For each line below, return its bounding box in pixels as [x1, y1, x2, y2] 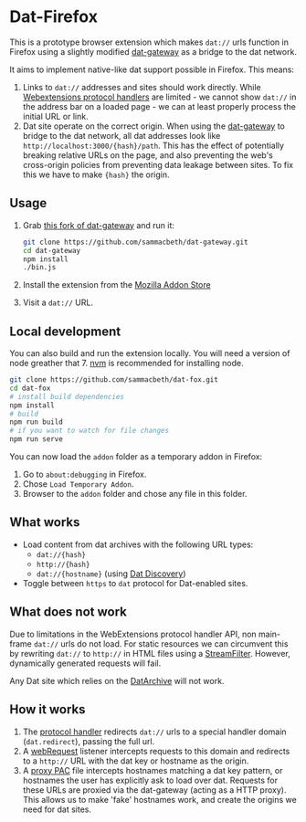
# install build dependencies [9, 392, 125, 401]
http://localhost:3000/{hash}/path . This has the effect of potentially [22, 140, 285, 151]
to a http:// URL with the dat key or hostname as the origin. [22, 755, 249, 766]
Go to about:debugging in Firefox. [22, 469, 147, 480]
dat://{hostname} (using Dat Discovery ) [36, 568, 186, 579]
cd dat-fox [9, 384, 51, 393]
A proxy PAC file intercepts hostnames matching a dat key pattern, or [22, 764, 283, 775]
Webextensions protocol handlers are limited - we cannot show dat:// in [22, 91, 297, 102]
